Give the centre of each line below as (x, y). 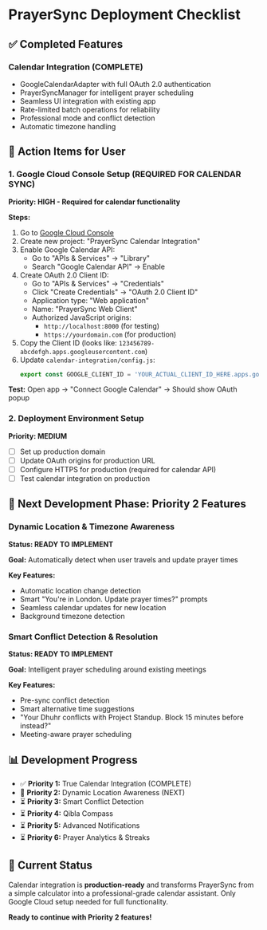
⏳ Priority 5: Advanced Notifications (80, 825)
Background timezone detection (72, 616)
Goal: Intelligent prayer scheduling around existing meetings (108, 669)
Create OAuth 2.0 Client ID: (64, 275)
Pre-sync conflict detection (65, 700)
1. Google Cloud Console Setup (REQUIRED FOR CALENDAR (125, 175)
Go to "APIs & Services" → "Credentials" (98, 283)
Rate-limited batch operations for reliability (90, 109)
